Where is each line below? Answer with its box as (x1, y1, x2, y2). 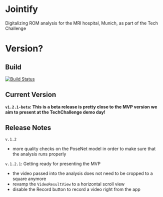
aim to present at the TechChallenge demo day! (5, 109, 106, 115)
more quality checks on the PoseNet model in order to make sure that (12, 145, 156, 151)
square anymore (12, 175, 46, 181)
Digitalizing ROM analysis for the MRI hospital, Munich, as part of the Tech (5, 20, 158, 26)
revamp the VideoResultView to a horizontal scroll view (12, 181, 125, 187)
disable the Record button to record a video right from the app (12, 186, 141, 192)
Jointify (5, 3, 38, 15)
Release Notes (5, 123, 51, 132)
